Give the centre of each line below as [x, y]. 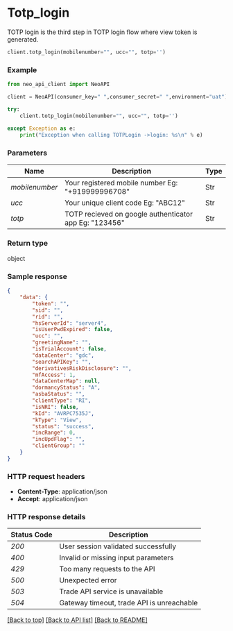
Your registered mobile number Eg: [121, 183]
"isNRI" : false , [55, 407]
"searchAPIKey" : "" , [62, 362]
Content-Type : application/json [62, 491]
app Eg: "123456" [95, 222]
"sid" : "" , [48, 310]
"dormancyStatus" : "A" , [66, 388]
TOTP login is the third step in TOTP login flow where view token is [102, 32]
